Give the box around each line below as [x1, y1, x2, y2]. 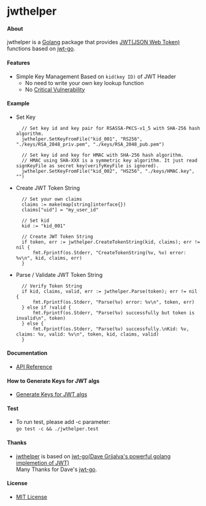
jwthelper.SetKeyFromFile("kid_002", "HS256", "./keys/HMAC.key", [21, 168, 195, 174]
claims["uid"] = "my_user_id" [21, 206, 99, 213]
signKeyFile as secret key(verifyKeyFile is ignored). [15, 162, 159, 169]
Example [7, 100, 30, 107]
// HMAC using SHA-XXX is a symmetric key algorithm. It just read [21, 157, 198, 164]
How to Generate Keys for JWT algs [7, 377, 100, 384]
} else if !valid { [21, 304, 71, 311]
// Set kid [21, 217, 50, 224]
